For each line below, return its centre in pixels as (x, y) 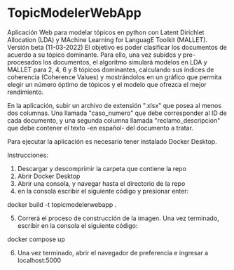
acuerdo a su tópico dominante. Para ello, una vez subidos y (94, 55)
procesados (25, 62)
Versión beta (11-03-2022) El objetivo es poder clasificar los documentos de (117, 47)
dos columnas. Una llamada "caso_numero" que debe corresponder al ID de (117, 113)
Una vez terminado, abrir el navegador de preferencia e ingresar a (113, 252)
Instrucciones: (28, 155)
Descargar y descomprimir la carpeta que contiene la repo (102, 168)
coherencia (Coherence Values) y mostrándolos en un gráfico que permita (115, 77)
